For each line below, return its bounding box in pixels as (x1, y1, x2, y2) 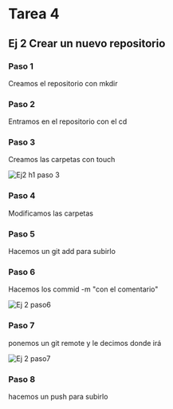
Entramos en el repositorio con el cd (8, 117, 128, 126)
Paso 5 (8, 228, 36, 240)
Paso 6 (8, 266, 36, 277)
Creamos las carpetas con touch (8, 155, 116, 165)
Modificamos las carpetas (8, 208, 94, 218)
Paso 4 (8, 190, 36, 201)
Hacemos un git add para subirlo (8, 247, 116, 256)
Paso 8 (8, 373, 36, 384)
